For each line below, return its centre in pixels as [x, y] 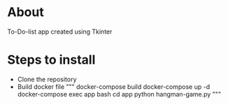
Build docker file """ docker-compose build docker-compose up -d [114, 86]
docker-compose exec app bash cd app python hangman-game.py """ [119, 94]
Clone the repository [47, 79]
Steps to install [51, 60]
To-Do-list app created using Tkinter [60, 31]
